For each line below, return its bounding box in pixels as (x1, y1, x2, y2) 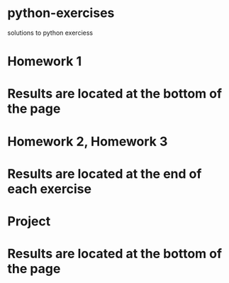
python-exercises (7, 5, 115, 21)
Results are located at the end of (7, 165, 202, 182)
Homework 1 (7, 53, 82, 70)
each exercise (7, 181, 92, 196)
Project (7, 213, 51, 229)
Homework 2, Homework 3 (7, 133, 168, 150)
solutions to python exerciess (7, 28, 94, 37)
